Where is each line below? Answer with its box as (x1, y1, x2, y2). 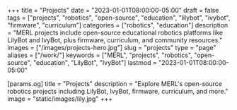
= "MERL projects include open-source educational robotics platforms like (7, 28, 224, 37)
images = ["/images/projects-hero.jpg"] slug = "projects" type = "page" (7, 44, 216, 51)
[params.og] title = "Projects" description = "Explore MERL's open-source (7, 80, 223, 87)
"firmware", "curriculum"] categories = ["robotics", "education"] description (7, 21, 229, 29)
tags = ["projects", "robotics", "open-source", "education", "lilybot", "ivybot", (7, 13, 231, 22)
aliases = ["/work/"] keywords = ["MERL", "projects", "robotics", (7, 51, 193, 59)
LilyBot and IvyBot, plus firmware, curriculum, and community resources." (7, 36, 223, 44)
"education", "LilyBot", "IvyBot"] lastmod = (33, 59, 157, 66)
